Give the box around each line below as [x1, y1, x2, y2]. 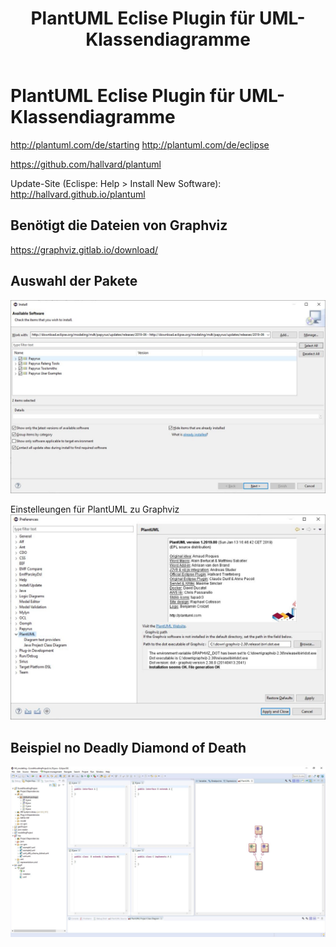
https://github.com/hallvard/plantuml [10, 158, 162, 170]
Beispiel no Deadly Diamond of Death [10, 739, 247, 756]
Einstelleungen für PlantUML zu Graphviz [10, 503, 180, 515]
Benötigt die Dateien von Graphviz [10, 217, 228, 234]
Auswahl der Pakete [10, 273, 138, 290]
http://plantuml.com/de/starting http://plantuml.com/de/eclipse [10, 138, 270, 151]
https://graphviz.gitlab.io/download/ [10, 243, 158, 256]
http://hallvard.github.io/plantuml [10, 188, 146, 200]
